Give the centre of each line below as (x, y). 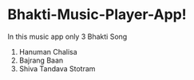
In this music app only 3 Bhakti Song (67, 36)
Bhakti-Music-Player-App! (97, 15)
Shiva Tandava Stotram (57, 68)
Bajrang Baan (41, 60)
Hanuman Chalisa (48, 51)
